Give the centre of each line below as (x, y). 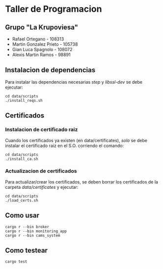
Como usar (22, 216)
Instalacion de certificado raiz (41, 130)
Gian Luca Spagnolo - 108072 (42, 49)
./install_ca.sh (22, 159)
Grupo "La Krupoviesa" (42, 27)
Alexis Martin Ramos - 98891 (41, 55)
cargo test (16, 262)
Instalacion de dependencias (50, 70)
